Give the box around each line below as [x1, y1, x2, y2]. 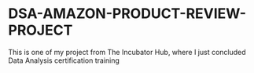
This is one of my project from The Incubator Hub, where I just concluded [8, 47, 246, 57]
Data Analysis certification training [8, 56, 120, 65]
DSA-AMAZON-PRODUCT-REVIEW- [8, 5, 246, 23]
